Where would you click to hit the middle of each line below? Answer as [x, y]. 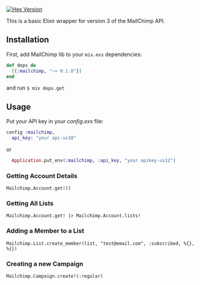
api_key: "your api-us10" [44, 138]
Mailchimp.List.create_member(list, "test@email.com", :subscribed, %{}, [101, 244]
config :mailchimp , [31, 132]
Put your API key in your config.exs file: [55, 121]
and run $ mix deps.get [35, 88]
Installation [28, 40]
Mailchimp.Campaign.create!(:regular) [55, 277]
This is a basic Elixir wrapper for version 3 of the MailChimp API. [86, 21]
